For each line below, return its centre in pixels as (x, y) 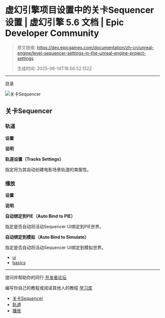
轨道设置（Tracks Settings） (34, 159)
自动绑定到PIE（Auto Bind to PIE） (40, 216)
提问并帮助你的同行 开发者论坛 (36, 277)
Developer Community (52, 33)
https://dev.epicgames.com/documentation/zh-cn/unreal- (95, 47)
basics (19, 262)
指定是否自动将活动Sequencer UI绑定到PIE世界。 (55, 226)
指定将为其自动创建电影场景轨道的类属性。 (48, 169)
